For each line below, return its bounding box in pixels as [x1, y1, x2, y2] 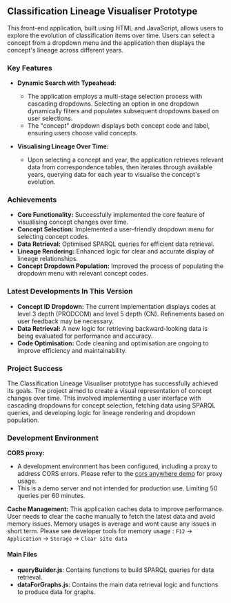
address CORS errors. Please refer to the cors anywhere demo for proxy [17, 470, 223, 478]
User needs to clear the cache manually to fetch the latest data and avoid [7, 513, 215, 521]
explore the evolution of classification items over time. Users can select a [7, 31, 215, 39]
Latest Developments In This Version [7, 287, 133, 296]
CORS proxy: [7, 449, 45, 457]
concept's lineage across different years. [7, 46, 124, 54]
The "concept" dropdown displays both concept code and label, [27, 122, 210, 130]
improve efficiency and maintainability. [17, 346, 127, 354]
